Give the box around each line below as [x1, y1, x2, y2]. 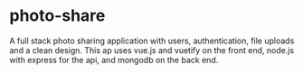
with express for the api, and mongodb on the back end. [9, 54, 219, 65]
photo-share [9, 5, 106, 26]
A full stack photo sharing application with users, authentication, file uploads [9, 35, 295, 46]
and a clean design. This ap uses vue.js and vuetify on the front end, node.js [9, 44, 295, 55]
